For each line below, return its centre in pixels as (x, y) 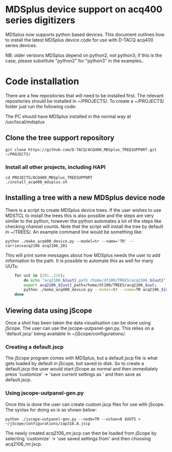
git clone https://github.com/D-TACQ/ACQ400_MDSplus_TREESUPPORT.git (81, 149)
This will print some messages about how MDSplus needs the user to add (83, 255)
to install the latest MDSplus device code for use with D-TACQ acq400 (79, 40)
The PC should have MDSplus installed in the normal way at (68, 116)
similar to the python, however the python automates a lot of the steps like (83, 221)
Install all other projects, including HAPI (56, 167)
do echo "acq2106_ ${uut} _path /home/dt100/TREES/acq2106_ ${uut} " (95, 280)
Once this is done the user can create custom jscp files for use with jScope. (85, 404)
